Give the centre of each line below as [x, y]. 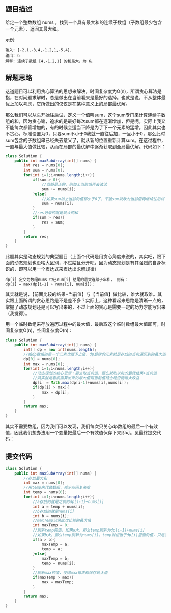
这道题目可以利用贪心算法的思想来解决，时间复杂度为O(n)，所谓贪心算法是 [83, 91]
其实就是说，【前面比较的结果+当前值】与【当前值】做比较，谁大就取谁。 [81, 294]
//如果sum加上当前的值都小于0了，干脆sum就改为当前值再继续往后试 [103, 199]
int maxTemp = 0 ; [51, 525]
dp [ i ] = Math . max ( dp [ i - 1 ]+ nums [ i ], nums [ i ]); [80, 383]
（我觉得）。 [18, 313]
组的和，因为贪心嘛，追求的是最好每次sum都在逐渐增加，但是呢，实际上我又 [85, 121]
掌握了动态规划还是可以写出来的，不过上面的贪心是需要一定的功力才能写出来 [85, 307]
